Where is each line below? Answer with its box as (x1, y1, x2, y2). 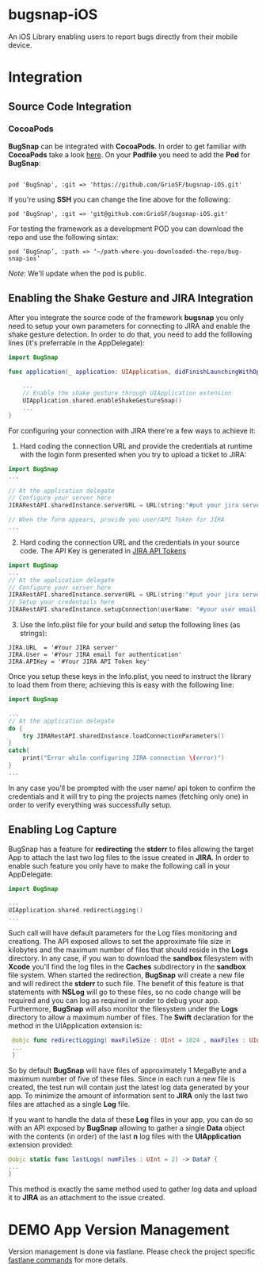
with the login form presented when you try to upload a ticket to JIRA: (19, 449, 247, 459)
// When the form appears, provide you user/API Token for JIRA (8, 516, 225, 524)
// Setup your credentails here (8, 598, 115, 607)
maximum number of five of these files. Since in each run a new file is (8, 1073, 236, 1083)
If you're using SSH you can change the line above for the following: (8, 195, 231, 204)
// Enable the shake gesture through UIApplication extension (22, 389, 232, 398)
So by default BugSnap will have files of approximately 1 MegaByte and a (8, 1066, 247, 1075)
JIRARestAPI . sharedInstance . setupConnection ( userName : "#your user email (8, 606, 257, 614)
